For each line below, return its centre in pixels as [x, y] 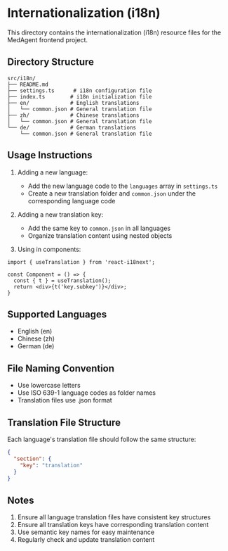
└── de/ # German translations [72, 127]
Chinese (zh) [36, 338]
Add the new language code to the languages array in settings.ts [123, 186]
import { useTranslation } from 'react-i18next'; [81, 262]
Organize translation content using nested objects [100, 235]
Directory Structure [51, 62]
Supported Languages [57, 314]
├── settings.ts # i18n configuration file [80, 90]
